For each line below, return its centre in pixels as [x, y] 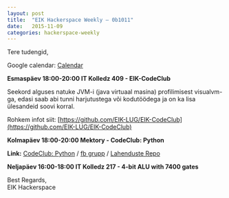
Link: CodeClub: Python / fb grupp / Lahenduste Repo [84, 153]
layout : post [26, 13]
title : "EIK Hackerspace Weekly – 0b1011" [70, 20]
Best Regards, [27, 180]
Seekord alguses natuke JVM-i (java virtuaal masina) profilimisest [100, 92]
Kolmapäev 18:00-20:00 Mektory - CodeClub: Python [86, 140]
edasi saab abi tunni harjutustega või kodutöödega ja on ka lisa [107, 99]
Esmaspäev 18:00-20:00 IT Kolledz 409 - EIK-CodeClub [89, 79]
